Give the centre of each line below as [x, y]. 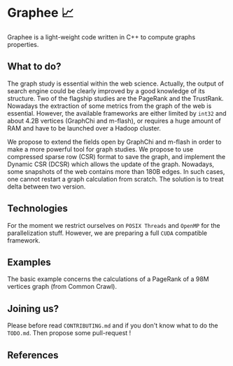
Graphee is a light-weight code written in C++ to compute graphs [101, 37]
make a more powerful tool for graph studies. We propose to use [100, 149]
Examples [29, 262]
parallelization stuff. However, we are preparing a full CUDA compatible [107, 233]
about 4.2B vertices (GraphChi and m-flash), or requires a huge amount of [114, 121]
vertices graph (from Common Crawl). [62, 287]
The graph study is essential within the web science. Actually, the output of [115, 83]
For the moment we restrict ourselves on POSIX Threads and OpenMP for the [114, 225]
